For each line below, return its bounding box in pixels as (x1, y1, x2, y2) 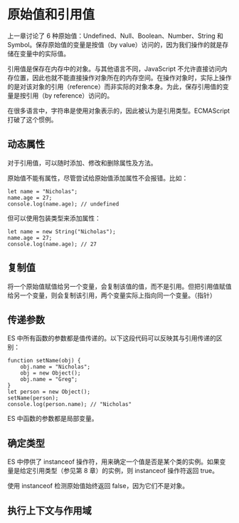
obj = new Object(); (20, 370, 81, 377)
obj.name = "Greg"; (20, 376, 78, 383)
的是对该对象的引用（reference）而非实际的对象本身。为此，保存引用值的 (7, 82, 223, 91)
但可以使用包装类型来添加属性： (7, 213, 101, 222)
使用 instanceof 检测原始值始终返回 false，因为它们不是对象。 (7, 482, 189, 490)
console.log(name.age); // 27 (7, 240, 97, 248)
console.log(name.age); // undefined (7, 200, 119, 208)
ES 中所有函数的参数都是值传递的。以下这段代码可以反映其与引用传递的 (7, 334, 217, 342)
